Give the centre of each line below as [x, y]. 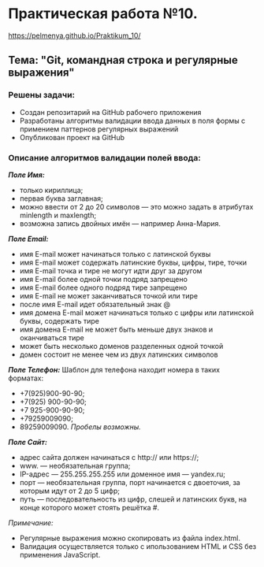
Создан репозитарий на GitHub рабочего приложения [110, 112]
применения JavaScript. [60, 554]
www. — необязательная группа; [75, 465]
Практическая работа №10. [103, 14]
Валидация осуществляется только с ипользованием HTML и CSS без [138, 546]
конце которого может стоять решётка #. [89, 507]
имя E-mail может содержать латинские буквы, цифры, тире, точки [133, 262]
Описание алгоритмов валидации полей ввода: [104, 157]
